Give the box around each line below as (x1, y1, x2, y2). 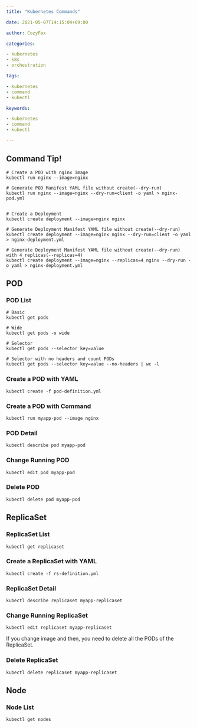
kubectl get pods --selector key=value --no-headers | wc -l (6, 361, 160, 367)
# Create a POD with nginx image (6, 169, 88, 175)
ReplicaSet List (6, 530, 50, 538)
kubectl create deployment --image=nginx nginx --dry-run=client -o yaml (6, 231, 192, 237)
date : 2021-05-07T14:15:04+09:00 (6, 19, 88, 25)
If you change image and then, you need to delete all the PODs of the (6, 635, 174, 642)
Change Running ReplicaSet (6, 612, 88, 620)
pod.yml (6, 195, 25, 201)
